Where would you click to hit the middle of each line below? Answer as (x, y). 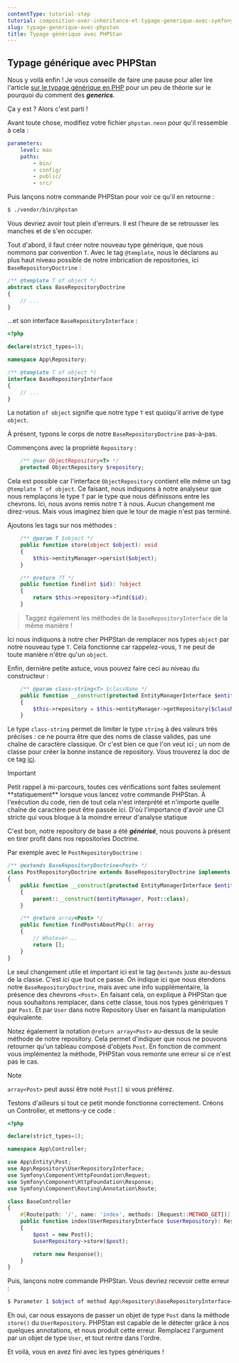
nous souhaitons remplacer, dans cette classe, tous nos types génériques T (118, 1002)
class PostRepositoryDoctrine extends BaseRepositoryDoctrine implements (119, 872)
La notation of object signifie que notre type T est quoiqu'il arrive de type (116, 413)
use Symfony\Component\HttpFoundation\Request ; (79, 1175)
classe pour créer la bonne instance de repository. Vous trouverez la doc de (118, 752)
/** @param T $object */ (57, 538)
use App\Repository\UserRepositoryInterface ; (76, 1169)
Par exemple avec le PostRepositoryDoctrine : (75, 852)
